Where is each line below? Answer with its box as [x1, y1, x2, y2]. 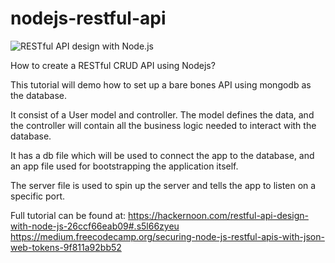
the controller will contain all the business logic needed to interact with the [10, 119, 317, 131]
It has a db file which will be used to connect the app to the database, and [10, 149, 315, 161]
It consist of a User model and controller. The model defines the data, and [10, 108, 315, 121]
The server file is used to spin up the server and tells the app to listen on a [10, 179, 317, 191]
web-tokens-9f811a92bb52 [10, 241, 122, 253]
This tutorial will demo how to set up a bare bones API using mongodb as [10, 78, 312, 91]
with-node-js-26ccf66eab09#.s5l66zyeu [10, 220, 180, 232]
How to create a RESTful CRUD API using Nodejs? [10, 59, 216, 71]
